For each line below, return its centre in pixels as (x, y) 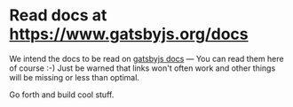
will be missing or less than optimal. (75, 77)
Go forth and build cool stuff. (62, 95)
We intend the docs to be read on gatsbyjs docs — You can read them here (146, 58)
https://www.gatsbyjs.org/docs (129, 34)
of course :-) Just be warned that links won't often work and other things (143, 68)
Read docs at (58, 15)
